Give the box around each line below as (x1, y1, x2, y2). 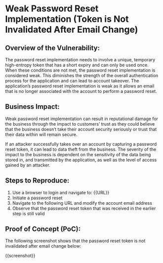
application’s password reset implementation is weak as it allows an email (5, 83, 155, 89)
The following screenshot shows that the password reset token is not (5, 238, 146, 244)
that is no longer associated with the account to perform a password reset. (5, 88, 157, 94)
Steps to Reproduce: (5, 176, 70, 185)
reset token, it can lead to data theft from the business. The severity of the (5, 146, 157, 152)
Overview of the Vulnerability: (5, 44, 100, 52)
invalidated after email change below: (5, 243, 81, 249)
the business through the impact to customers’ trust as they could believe (5, 121, 155, 127)
